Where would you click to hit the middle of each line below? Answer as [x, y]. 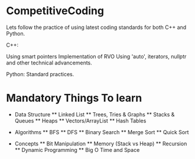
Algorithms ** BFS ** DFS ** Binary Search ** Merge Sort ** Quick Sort [102, 132]
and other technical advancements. [49, 63]
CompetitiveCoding [55, 11]
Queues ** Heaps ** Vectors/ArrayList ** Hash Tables [80, 121]
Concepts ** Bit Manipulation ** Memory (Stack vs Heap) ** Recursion [101, 144]
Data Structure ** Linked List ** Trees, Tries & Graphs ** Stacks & [95, 114]
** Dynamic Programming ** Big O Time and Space [77, 150]
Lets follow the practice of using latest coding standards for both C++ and [96, 27]
